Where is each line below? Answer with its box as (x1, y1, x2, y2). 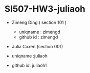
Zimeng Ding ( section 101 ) (11, 19, 67, 25)
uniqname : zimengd (19, 29, 61, 35)
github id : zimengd (19, 34, 58, 40)
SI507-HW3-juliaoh (4, 3, 86, 15)
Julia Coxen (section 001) (11, 43, 63, 49)
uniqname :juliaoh (11, 53, 47, 59)
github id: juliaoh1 (11, 62, 47, 68)
